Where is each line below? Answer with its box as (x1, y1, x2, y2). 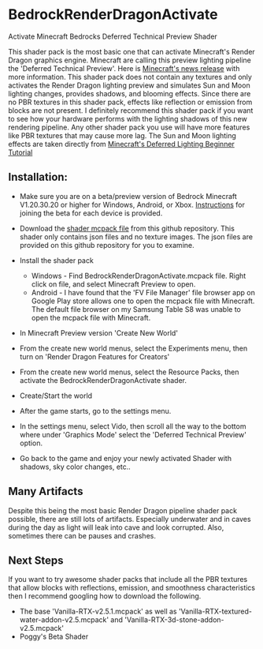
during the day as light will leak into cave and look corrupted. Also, (8, 523, 224, 532)
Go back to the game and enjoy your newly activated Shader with (19, 453, 232, 463)
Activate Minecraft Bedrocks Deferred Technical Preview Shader (8, 32, 218, 41)
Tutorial (8, 148, 33, 157)
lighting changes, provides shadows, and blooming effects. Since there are (8, 88, 251, 98)
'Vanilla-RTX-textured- (178, 606, 252, 617)
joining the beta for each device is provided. (19, 208, 163, 218)
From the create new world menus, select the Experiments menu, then (19, 343, 248, 353)
